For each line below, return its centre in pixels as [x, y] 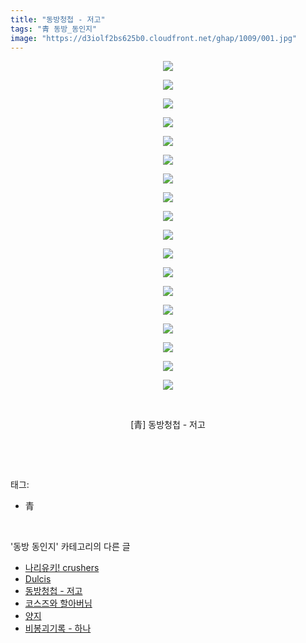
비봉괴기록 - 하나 [58, 628]
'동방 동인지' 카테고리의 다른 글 [70, 547]
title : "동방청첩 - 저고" [58, 19]
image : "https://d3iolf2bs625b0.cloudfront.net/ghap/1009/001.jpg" [154, 38]
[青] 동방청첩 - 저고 [168, 425]
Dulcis [38, 579]
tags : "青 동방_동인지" [54, 29]
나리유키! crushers [62, 568]
